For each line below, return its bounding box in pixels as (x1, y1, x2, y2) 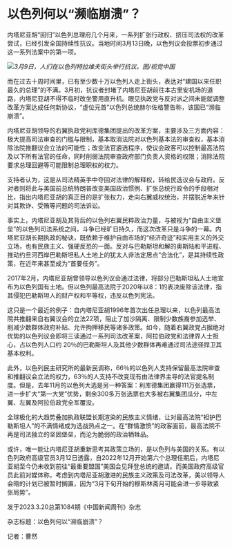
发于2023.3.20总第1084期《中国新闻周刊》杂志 (7, 502, 142, 511)
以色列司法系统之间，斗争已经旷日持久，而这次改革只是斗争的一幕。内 (21, 224, 222, 233)
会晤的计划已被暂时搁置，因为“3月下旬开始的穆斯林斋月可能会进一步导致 (7, 479, 213, 488)
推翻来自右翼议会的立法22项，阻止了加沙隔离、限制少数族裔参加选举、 (19, 314, 221, 323)
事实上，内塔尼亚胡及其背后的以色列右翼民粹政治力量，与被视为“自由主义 (7, 215, 216, 224)
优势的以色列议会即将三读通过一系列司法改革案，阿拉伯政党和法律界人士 (7, 332, 213, 340)
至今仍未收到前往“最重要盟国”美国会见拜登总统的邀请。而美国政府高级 (19, 462, 219, 470)
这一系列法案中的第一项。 (7, 48, 80, 56)
